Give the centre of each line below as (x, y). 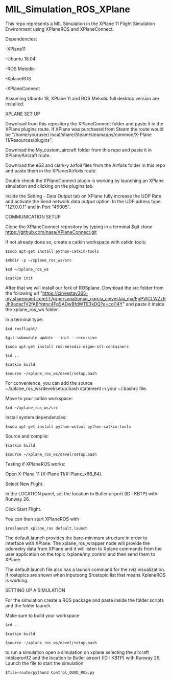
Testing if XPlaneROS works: (35, 464)
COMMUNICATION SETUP (33, 216)
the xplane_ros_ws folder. (32, 309)
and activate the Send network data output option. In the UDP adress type (83, 201)
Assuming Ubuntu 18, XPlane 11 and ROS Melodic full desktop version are (82, 98)
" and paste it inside (143, 304)
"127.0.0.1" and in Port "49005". (38, 207)
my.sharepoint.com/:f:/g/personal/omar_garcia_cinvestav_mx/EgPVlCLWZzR (86, 298)
